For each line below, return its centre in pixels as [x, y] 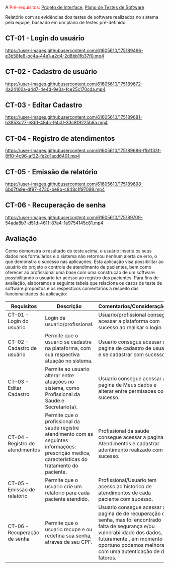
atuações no [60, 382]
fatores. [107, 557]
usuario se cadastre [68, 342]
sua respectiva [62, 354]
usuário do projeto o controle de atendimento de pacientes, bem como [78, 267]
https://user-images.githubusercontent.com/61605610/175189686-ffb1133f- [83, 150]
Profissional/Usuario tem [128, 480]
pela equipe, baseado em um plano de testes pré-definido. [66, 22]
